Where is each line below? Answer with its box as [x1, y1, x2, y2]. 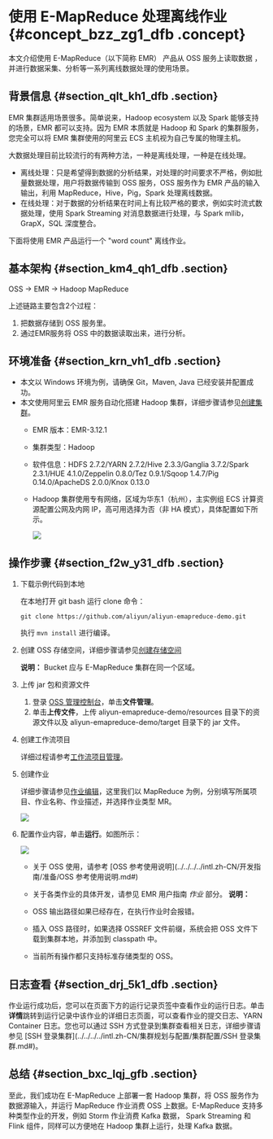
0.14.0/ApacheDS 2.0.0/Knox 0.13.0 [32, 478, 150, 487]
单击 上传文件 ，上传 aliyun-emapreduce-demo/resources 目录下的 [32, 707, 253, 717]
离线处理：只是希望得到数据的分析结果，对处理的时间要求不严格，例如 [19, 168, 256, 177]
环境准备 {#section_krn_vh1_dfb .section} [8, 354, 222, 368]
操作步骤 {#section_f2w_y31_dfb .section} [8, 556, 225, 569]
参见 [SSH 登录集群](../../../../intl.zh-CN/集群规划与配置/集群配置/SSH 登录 [8, 1031, 254, 1041]
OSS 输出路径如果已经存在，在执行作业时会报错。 [32, 906, 199, 916]
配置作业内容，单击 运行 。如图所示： [19, 829, 142, 839]
